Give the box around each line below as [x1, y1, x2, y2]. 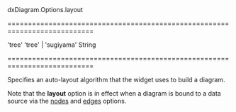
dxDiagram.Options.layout [7, 6, 84, 13]
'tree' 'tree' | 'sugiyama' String [7, 40, 96, 49]
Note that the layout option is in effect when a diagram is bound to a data [7, 89, 221, 97]
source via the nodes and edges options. [7, 97, 127, 105]
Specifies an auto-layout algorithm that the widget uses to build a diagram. [7, 76, 225, 84]
